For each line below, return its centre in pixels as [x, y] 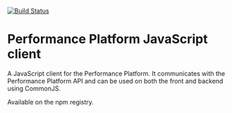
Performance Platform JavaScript [108, 39]
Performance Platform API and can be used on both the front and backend [115, 81]
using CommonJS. [34, 88]
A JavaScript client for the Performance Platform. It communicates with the [116, 73]
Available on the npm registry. [50, 102]
